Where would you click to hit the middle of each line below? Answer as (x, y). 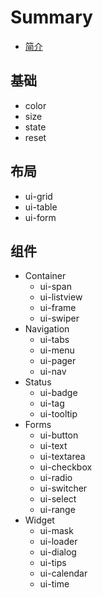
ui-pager (58, 361)
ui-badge (58, 393)
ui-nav (53, 372)
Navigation (47, 329)
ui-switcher (63, 488)
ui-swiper (59, 318)
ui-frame (58, 308)
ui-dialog (58, 552)
